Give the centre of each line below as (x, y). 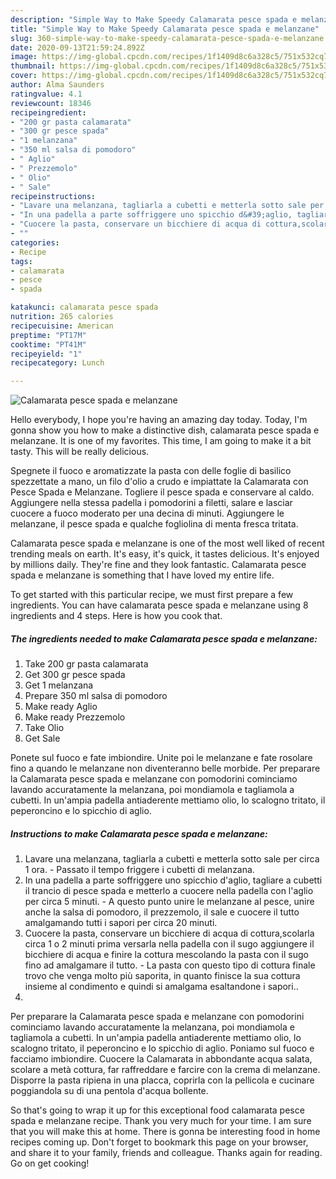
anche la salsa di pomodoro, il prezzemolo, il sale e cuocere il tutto (162, 912)
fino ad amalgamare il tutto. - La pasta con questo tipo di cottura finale (170, 965)
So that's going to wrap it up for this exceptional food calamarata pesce (157, 1110)
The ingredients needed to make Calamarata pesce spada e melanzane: (164, 638)
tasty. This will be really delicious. (80, 452)
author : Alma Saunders (57, 85)
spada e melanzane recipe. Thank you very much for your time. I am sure (161, 1121)
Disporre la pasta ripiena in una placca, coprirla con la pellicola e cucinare (162, 1080)
